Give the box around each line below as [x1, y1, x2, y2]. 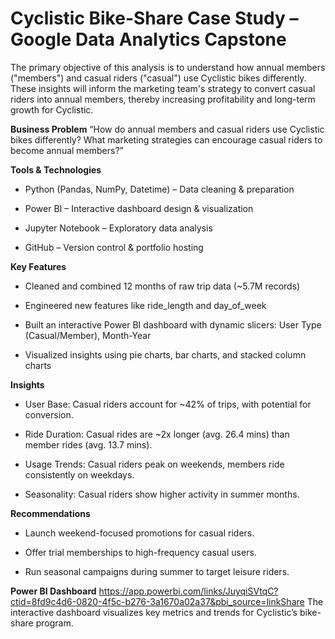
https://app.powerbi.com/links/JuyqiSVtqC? [98, 585, 279, 597]
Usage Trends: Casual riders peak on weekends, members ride [24, 458, 285, 470]
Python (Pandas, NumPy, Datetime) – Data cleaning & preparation [24, 183, 295, 195]
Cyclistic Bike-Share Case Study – [10, 7, 299, 30]
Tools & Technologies [10, 163, 102, 176]
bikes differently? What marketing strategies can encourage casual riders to [10, 133, 323, 146]
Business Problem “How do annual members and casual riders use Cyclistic [10, 123, 325, 135]
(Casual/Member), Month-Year [24, 329, 152, 341]
